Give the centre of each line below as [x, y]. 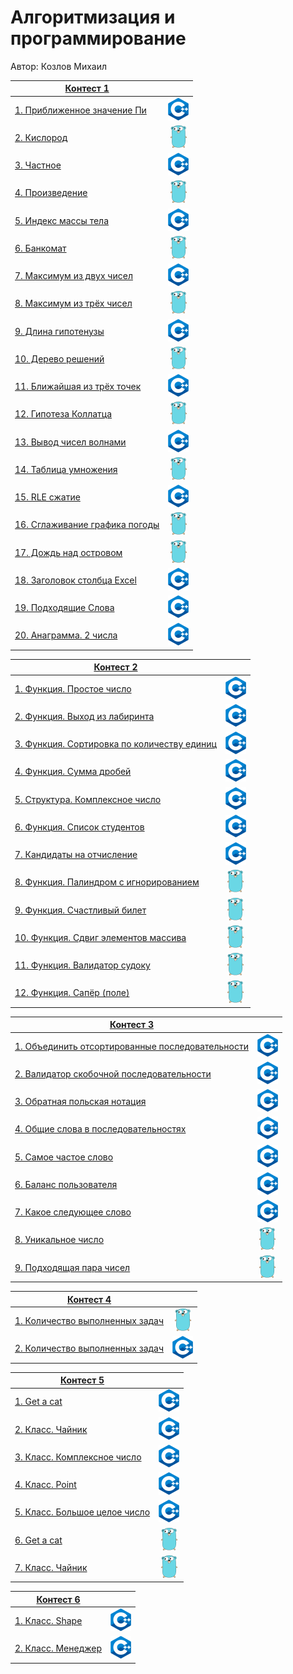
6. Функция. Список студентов [79, 827]
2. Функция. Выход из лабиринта [84, 716]
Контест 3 [132, 1025]
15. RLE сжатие [47, 497]
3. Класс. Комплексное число [78, 1457]
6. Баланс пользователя [66, 1184]
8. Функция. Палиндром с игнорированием [107, 882]
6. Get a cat [38, 1540]
